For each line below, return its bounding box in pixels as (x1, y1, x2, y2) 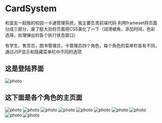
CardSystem (5, 3, 57, 14)
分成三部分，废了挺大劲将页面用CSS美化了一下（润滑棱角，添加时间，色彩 (5, 26, 156, 32)
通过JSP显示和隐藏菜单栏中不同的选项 (5, 49, 82, 55)
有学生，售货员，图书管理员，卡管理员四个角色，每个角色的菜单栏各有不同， (5, 42, 160, 48)
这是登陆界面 (5, 64, 44, 73)
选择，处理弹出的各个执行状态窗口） (5, 32, 78, 38)
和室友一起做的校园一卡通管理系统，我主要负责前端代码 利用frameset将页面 (5, 20, 158, 26)
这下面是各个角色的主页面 (5, 93, 82, 102)
